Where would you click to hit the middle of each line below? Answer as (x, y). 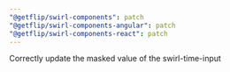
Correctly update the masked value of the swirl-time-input (115, 59)
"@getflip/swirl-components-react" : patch (88, 33)
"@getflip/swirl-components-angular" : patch (92, 25)
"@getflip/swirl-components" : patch (77, 17)
